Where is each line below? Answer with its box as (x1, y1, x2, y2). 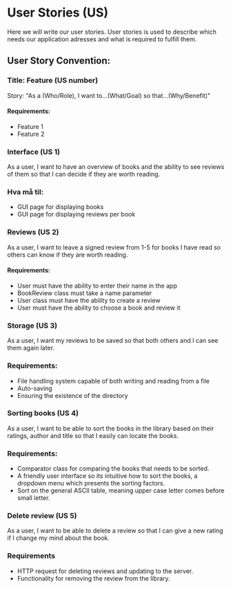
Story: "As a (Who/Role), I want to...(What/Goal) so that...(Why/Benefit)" (7, 91, 211, 99)
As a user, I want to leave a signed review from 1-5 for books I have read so (7, 243, 221, 251)
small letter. (17, 494, 50, 502)
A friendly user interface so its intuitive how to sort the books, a (17, 472, 198, 480)
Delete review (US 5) (7, 511, 77, 521)
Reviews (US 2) (7, 228, 59, 237)
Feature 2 (17, 130, 45, 138)
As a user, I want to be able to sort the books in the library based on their (7, 424, 214, 432)
